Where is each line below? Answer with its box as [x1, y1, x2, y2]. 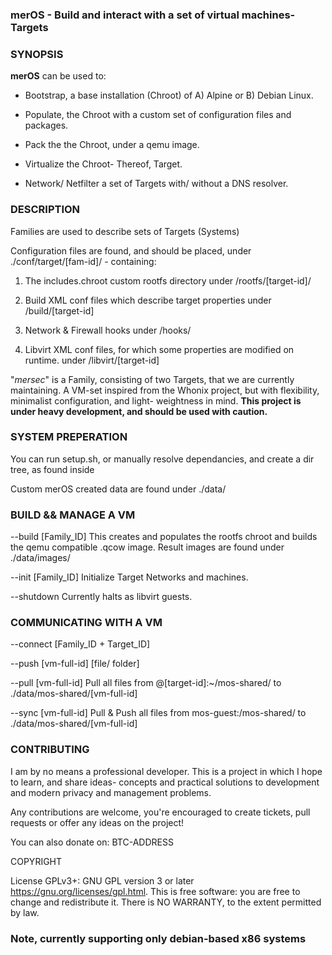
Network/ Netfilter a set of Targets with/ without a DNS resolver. [24, 178, 289, 190]
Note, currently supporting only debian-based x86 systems [10, 931, 307, 945]
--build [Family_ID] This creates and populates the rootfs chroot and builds [10, 531, 318, 543]
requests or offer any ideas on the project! [10, 816, 185, 828]
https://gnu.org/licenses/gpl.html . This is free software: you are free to [10, 885, 301, 897]
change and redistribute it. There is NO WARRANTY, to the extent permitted [10, 896, 322, 908]
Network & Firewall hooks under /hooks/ [24, 324, 192, 336]
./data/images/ [10, 552, 71, 564]
